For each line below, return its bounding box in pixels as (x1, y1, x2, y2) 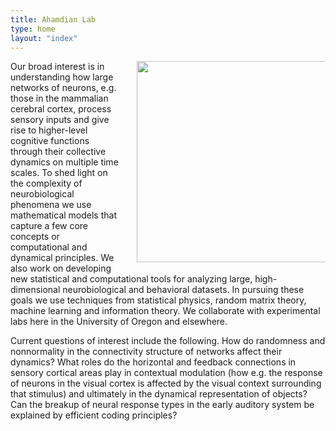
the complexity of (10, 177, 83, 190)
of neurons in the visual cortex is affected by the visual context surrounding (10, 377, 322, 390)
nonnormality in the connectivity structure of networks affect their (10, 346, 283, 358)
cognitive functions (10, 135, 90, 147)
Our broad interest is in (10, 61, 105, 73)
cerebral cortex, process (10, 103, 112, 115)
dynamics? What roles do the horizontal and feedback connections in (10, 356, 297, 368)
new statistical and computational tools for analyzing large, (10, 273, 253, 285)
